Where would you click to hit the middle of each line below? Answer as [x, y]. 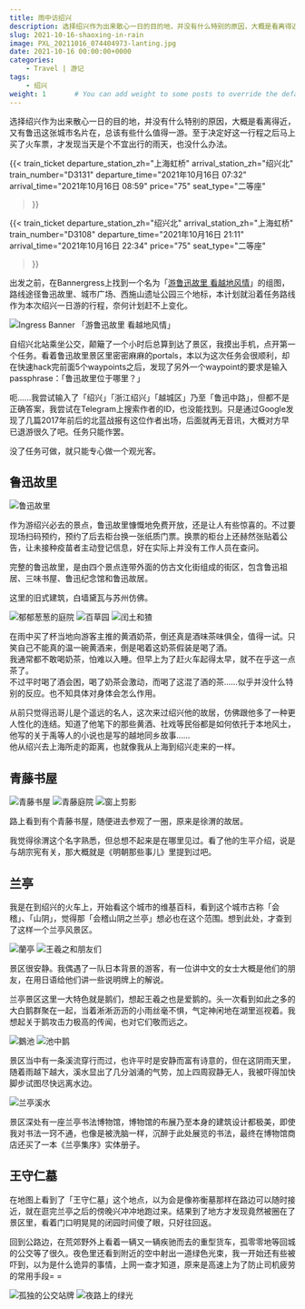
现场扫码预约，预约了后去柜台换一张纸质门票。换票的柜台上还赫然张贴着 [144, 537]
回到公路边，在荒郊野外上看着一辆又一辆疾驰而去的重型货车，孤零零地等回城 [152, 1242]
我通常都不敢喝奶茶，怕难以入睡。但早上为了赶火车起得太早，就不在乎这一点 [152, 660]
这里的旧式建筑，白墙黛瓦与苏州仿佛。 [81, 598]
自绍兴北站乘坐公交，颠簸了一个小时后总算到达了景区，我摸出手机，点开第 [148, 344]
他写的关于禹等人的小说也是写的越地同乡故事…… [100, 735]
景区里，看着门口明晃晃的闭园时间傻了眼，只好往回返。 [113, 1222]
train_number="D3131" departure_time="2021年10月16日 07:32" [128, 175]
